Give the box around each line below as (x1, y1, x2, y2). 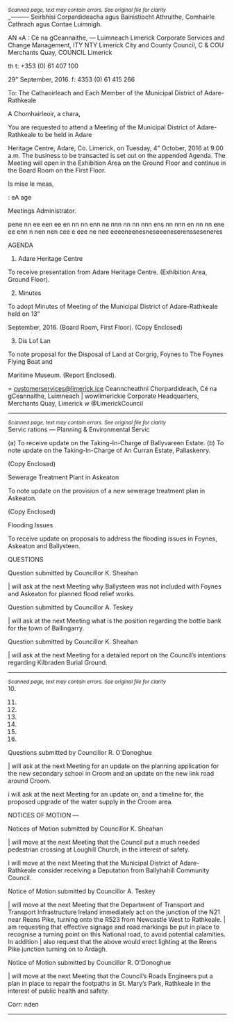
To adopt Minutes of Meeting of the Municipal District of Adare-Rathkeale (8, 303, 218, 310)
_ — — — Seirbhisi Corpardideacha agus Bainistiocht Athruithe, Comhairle (8, 13, 215, 21)
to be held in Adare (37, 131, 92, 138)
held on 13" (8, 310, 40, 318)
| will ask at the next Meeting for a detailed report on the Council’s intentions (8, 651, 226, 659)
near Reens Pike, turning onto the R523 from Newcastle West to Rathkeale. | (8, 916, 226, 923)
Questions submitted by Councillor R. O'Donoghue (8, 749, 152, 756)
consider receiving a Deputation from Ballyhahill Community (37, 866, 210, 875)
